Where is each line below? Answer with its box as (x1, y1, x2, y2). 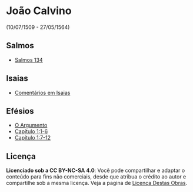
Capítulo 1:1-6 (14, 128, 48, 135)
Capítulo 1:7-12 (14, 134, 51, 141)
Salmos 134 (14, 56, 43, 63)
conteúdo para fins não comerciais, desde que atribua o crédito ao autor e (6, 173, 187, 180)
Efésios (6, 106, 34, 116)
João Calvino (6, 4, 72, 18)
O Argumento (14, 122, 48, 129)
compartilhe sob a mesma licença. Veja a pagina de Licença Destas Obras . (6, 180, 188, 187)
